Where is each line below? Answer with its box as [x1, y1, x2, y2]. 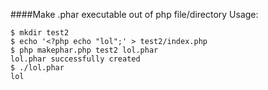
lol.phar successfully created [10, 54, 141, 64]
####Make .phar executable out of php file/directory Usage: [10, 9, 259, 20]
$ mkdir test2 [10, 28, 70, 38]
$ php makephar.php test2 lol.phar [10, 45, 159, 55]
